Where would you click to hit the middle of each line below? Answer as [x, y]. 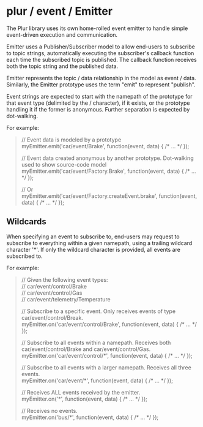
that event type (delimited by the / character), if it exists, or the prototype [98, 103]
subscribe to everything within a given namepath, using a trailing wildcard [99, 243]
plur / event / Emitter [60, 11]
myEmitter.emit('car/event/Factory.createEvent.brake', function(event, [109, 196]
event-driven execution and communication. [62, 34]
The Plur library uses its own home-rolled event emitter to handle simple [97, 28]
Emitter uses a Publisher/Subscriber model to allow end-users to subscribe [101, 47]
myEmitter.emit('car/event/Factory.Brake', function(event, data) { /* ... [109, 171]
